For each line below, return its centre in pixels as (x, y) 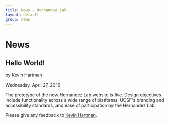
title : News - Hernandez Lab (36, 10)
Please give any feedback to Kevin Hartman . (51, 115)
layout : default (22, 15)
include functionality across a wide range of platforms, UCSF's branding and (85, 100)
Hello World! (25, 63)
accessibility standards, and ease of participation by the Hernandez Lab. (81, 106)
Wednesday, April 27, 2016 (33, 85)
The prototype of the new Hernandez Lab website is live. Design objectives (83, 95)
